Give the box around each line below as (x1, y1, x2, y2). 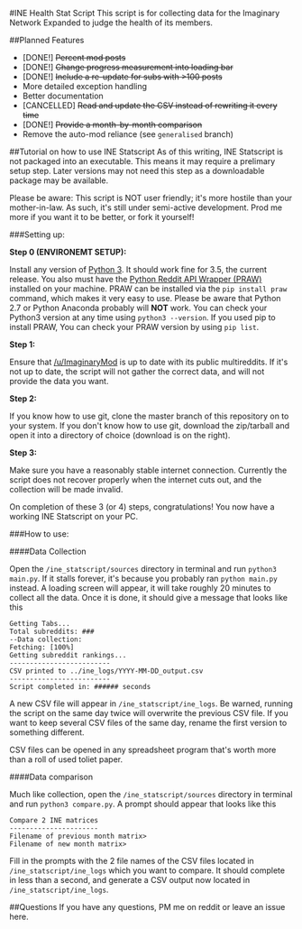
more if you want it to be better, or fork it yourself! (9, 212, 195, 222)
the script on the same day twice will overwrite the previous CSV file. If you (9, 708, 288, 718)
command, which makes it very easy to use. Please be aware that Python (9, 293, 281, 303)
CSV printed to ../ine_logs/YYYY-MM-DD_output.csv (9, 667, 204, 676)
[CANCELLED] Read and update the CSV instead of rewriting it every (22, 100, 278, 111)
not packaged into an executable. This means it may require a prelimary (9, 156, 276, 166)
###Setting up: (9, 229, 65, 240)
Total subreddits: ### (9, 627, 95, 636)
